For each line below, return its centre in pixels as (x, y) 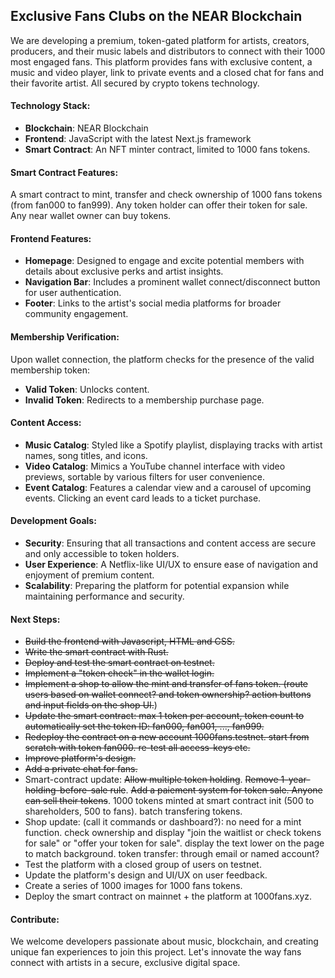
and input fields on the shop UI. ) (91, 705)
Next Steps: (35, 619)
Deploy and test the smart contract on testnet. (119, 663)
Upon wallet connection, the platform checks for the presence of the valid (162, 359)
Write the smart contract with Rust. (96, 652)
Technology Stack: (50, 106)
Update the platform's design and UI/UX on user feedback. (146, 875)
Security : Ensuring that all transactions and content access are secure (170, 543)
